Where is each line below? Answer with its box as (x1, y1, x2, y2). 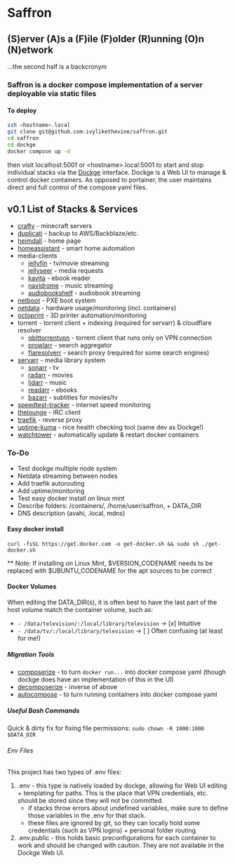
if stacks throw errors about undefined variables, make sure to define (27, 804, 229, 812)
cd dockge (7, 141, 36, 148)
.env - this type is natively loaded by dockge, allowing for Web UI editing (17, 781, 227, 790)
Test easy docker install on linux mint (17, 493, 125, 503)
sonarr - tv (27, 364, 60, 372)
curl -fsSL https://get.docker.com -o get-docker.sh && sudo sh (7, 540, 199, 547)
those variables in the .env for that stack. (27, 811, 146, 820)
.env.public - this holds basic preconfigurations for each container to (17, 834, 216, 842)
